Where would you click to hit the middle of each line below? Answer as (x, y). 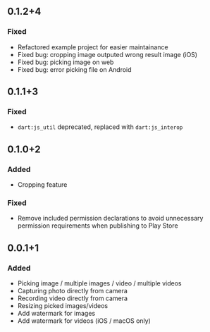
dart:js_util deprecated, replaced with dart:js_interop (100, 127)
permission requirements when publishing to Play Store (98, 226)
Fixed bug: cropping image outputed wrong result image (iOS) (107, 54)
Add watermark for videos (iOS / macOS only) (84, 321)
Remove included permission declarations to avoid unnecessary (110, 219)
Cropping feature (42, 185)
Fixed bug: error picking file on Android (74, 69)
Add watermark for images (56, 314)
